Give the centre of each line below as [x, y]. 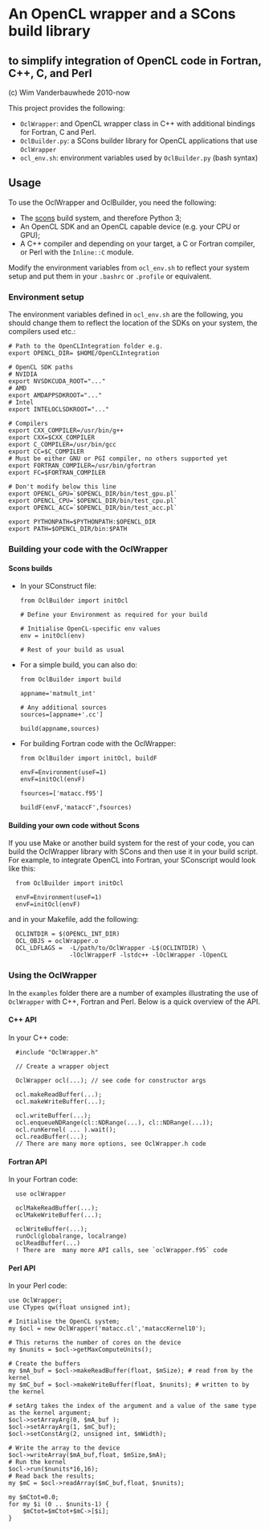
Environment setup [46, 296]
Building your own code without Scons [74, 825]
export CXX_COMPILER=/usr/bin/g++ [66, 430]
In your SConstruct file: [58, 586]
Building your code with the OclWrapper [88, 549]
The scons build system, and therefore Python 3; [101, 218]
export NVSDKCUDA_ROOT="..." [57, 381]
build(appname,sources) [60, 729]
